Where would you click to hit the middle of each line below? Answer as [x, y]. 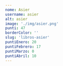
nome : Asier [17, 10]
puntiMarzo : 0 [20, 51]
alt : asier [16, 19]
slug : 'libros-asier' [28, 38]
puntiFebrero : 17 [23, 47]
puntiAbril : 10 [21, 56]
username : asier [22, 14]
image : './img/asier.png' [32, 24]
